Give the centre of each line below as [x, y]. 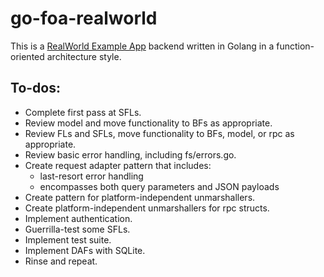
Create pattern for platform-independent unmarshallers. [140, 197]
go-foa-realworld [84, 18]
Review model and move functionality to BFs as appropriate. [148, 123]
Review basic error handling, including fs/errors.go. [130, 154]
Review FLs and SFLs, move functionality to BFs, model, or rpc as [159, 133]
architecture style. [84, 56]
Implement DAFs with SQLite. [85, 250]
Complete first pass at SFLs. [83, 112]
